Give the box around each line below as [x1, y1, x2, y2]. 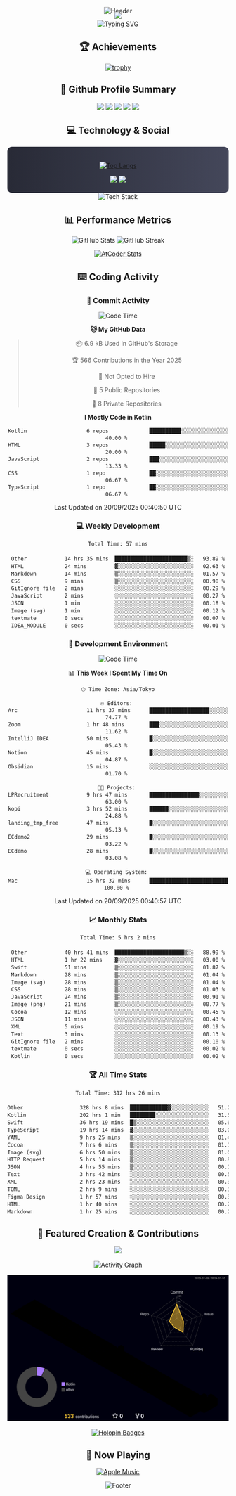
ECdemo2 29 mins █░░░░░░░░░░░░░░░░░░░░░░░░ [8, 834, 228, 841]
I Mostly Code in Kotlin [84, 413, 152, 421]
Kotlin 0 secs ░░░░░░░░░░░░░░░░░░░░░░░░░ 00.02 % [11, 1053, 225, 1060]
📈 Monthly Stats [88, 915, 147, 924]
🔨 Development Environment [67, 638, 169, 648]
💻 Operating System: [85, 869, 147, 876]
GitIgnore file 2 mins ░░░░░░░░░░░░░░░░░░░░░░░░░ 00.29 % [11, 585, 225, 592]
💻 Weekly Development [76, 521, 160, 531]
